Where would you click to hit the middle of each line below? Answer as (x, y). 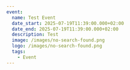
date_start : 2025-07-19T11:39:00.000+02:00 (68, 23)
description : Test (35, 35)
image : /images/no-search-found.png (58, 40)
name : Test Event (34, 18)
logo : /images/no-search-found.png (57, 46)
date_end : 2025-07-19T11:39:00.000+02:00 (65, 29)
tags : (19, 52)
